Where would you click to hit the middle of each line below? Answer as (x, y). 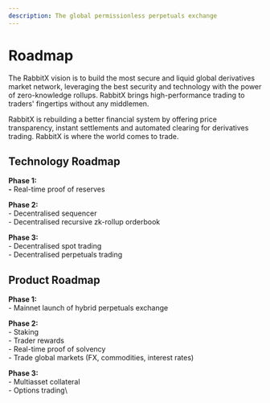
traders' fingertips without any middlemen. (79, 103)
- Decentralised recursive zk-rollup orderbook (84, 222)
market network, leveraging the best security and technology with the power (135, 86)
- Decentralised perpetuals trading (65, 255)
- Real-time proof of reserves (57, 189)
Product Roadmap (54, 280)
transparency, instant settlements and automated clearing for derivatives (129, 127)
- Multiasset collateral (44, 382)
